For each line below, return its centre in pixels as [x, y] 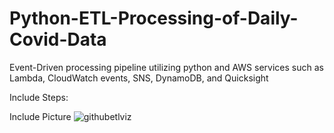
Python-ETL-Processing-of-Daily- [154, 18]
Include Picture [40, 116]
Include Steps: [39, 97]
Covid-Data [58, 39]
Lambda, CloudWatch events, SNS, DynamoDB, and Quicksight [139, 78]
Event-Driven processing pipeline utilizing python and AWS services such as [166, 67]
